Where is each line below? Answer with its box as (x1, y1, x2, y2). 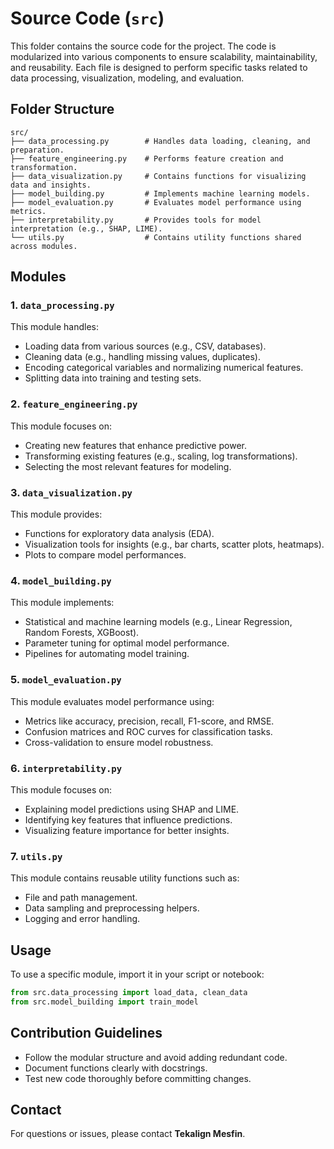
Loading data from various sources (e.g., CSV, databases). (24, 340, 267, 352)
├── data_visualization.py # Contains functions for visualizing (10, 171, 307, 181)
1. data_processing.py (10, 298, 115, 312)
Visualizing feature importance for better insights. (24, 824, 230, 836)
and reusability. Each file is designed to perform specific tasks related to (10, 61, 308, 73)
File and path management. (24, 892, 138, 904)
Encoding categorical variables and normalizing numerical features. (24, 362, 304, 374)
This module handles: (10, 321, 99, 333)
